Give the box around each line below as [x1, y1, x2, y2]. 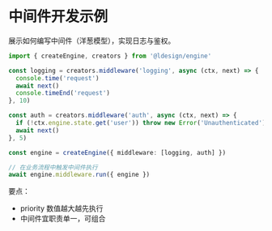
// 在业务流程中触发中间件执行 [8, 163, 99, 171]
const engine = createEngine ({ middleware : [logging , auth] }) [8, 148, 227, 156]
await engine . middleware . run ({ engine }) [8, 171, 151, 179]
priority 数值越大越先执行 [19, 203, 104, 213]
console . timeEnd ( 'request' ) [15, 89, 111, 97]
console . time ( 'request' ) [15, 74, 100, 82]
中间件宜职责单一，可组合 [19, 214, 106, 224]
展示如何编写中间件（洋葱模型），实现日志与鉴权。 [8, 36, 176, 45]
